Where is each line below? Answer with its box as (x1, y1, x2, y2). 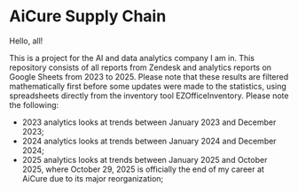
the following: (9, 99, 59, 110)
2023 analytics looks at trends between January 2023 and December (21, 117, 277, 127)
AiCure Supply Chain (9, 6, 167, 27)
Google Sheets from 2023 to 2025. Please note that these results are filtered (9, 71, 289, 81)
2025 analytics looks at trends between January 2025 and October (21, 154, 268, 165)
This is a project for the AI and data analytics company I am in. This (9, 52, 255, 63)
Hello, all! (9, 35, 43, 46)
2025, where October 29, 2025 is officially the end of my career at (21, 164, 264, 174)
